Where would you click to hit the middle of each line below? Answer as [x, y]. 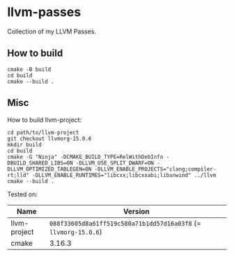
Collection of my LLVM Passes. [52, 31]
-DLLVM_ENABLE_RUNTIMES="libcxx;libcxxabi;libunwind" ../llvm [124, 175]
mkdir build [24, 145]
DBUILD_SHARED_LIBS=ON [40, 163]
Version [136, 211]
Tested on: [23, 194]
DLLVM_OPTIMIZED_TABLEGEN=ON [49, 169]
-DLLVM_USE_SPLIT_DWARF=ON [115, 163]
